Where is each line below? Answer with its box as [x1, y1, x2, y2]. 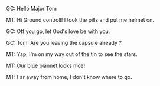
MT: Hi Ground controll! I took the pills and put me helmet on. [6, 16, 155, 23]
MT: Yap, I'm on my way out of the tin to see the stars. [6, 51, 138, 58]
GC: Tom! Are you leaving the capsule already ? [6, 39, 122, 46]
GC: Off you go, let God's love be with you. [6, 28, 110, 35]
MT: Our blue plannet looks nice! [6, 62, 86, 69]
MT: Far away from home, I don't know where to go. [6, 74, 132, 80]
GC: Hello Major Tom [6, 5, 57, 12]
